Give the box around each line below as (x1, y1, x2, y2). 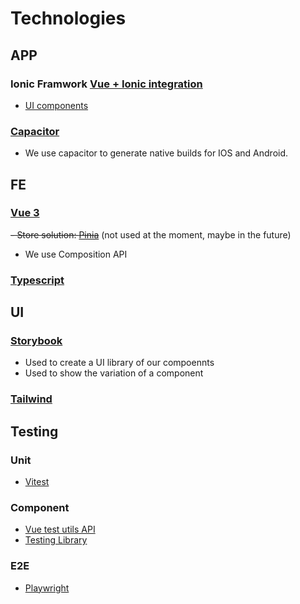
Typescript (10, 273, 65, 287)
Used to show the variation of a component (24, 367, 204, 379)
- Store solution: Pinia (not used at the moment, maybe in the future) (10, 228, 292, 241)
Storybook (10, 334, 63, 348)
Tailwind (10, 392, 53, 406)
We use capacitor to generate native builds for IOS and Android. (24, 147, 289, 159)
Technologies (10, 7, 127, 30)
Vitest (24, 476, 50, 488)
